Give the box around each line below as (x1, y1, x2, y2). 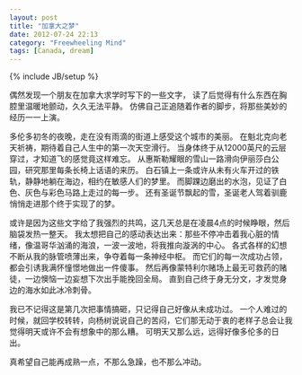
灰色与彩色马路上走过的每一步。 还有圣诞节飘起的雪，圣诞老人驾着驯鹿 (24, 187, 288, 198)
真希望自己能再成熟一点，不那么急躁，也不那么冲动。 (9, 356, 207, 368)
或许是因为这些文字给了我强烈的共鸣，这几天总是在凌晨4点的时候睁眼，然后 (9, 217, 290, 229)
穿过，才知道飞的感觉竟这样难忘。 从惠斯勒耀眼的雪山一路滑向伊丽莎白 (9, 153, 271, 164)
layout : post (9, 13, 58, 22)
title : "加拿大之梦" (9, 22, 79, 31)
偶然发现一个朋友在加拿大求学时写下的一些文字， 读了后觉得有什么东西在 (9, 90, 280, 100)
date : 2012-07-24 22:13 (9, 30, 99, 39)
